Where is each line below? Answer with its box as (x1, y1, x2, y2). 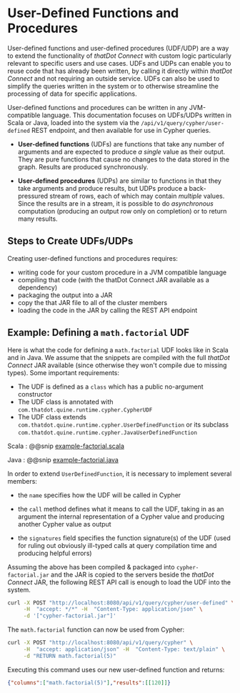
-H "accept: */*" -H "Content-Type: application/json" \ (23, 606, 203, 613)
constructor (17, 389, 53, 398)
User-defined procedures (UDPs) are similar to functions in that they (17, 176, 221, 185)
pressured (17, 191, 49, 200)
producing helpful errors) (17, 549, 92, 557)
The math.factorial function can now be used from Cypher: (7, 625, 185, 634)
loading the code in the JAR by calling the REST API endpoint (17, 306, 198, 314)
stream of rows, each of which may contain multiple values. (49, 191, 225, 200)
